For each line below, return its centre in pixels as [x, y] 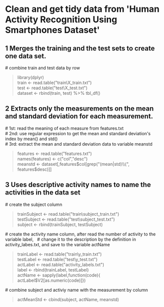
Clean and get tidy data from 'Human [82, 9]
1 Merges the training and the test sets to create [80, 48]
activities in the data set [43, 193]
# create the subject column [34, 204]
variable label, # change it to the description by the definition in [71, 239]
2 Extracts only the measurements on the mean [80, 109]
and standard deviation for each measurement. [79, 116]
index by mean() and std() [31, 139]
